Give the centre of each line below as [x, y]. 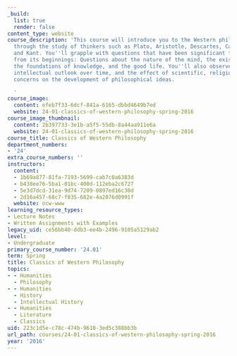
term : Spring [26, 256]
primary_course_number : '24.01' [55, 250]
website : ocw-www [39, 204]
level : [17, 236]
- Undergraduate [31, 243]
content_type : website [41, 33]
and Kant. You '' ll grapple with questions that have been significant [120, 54]
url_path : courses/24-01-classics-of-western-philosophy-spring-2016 [112, 334]
